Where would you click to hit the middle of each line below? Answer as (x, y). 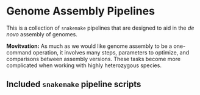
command (19, 52)
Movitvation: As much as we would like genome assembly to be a (89, 46)
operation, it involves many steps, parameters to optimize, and (111, 52)
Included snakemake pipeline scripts (74, 84)
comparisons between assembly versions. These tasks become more (94, 59)
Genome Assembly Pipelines (81, 11)
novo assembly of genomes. (42, 34)
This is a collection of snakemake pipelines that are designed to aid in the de (100, 28)
